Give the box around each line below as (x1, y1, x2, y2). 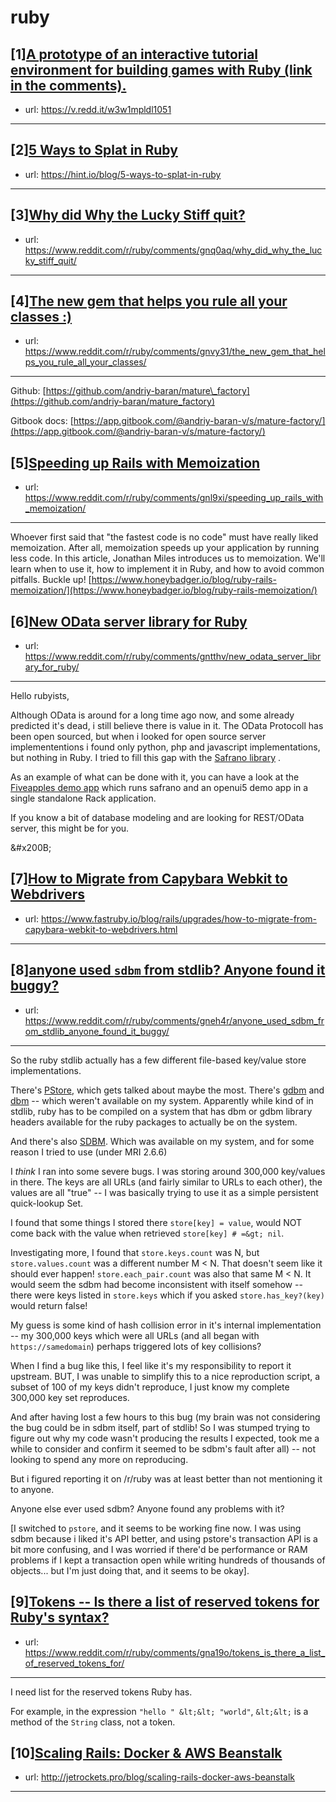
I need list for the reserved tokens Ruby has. (10, 1686, 193, 1698)
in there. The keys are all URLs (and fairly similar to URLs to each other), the (10, 1176, 323, 1188)
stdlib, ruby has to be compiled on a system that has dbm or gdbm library (10, 1105, 313, 1117)
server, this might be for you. (10, 822, 130, 835)
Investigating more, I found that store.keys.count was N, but (10, 1246, 260, 1258)
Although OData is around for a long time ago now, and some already (10, 709, 295, 721)
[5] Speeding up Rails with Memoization (10, 454, 261, 471)
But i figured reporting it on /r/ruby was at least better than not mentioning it (10, 1472, 323, 1485)
